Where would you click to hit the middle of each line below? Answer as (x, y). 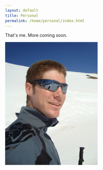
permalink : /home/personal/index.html (45, 21)
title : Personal (22, 15)
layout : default (22, 10)
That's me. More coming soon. (36, 35)
